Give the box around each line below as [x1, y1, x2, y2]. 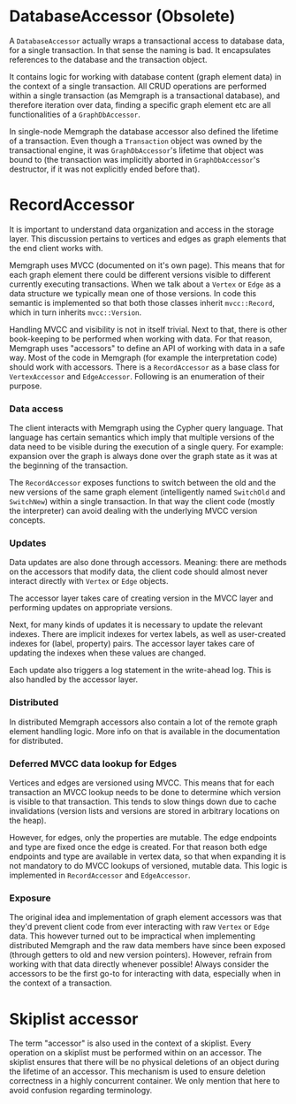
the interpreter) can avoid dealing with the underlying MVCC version [9, 506, 258, 517]
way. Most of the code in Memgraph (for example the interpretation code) [9, 352, 277, 363]
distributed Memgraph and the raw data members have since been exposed [9, 940, 285, 951]
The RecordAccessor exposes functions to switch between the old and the [9, 478, 277, 488]
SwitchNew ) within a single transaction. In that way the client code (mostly [9, 496, 276, 507]
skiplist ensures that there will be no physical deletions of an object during [9, 1057, 280, 1068]
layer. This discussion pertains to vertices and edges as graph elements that [9, 233, 287, 244]
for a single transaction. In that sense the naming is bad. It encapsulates [9, 44, 271, 55]
